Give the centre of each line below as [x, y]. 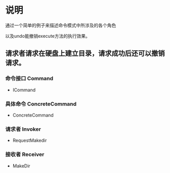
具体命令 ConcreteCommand [41, 104]
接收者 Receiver [25, 154]
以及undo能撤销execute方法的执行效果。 [48, 36]
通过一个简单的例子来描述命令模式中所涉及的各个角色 [61, 25]
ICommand [24, 90]
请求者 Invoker [23, 129]
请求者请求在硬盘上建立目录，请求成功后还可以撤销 [85, 53]
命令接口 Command [29, 79]
